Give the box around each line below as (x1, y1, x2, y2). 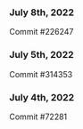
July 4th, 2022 (9, 91, 75, 103)
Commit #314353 (9, 69, 73, 79)
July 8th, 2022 (9, 6, 74, 19)
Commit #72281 (9, 111, 68, 122)
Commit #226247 (9, 27, 74, 37)
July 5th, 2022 (9, 49, 74, 61)
